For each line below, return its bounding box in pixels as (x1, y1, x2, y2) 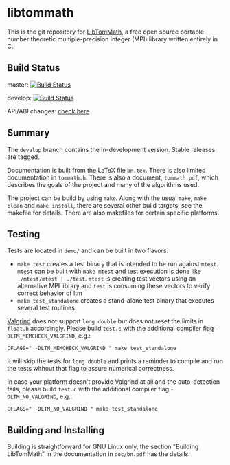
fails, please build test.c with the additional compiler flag (7, 385, 170, 393)
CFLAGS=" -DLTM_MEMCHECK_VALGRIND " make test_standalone (7, 345, 176, 352)
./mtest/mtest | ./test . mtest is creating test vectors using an (16, 274, 196, 283)
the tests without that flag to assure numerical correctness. (7, 365, 174, 373)
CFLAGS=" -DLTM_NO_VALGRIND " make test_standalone (7, 406, 158, 413)
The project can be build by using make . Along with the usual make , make (7, 194, 207, 202)
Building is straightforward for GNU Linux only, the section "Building (7, 442, 199, 451)
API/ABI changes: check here (7, 107, 90, 115)
